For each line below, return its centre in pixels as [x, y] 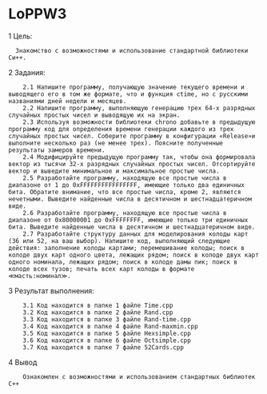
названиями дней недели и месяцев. [68, 101]
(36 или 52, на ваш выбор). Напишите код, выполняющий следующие [119, 241]
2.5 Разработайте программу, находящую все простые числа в [125, 178]
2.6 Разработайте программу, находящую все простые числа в [125, 213]
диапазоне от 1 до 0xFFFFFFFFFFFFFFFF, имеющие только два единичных [127, 185]
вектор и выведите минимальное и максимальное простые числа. [114, 171]
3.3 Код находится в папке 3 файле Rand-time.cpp [107, 319]
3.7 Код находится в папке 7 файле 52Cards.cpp [103, 347]
